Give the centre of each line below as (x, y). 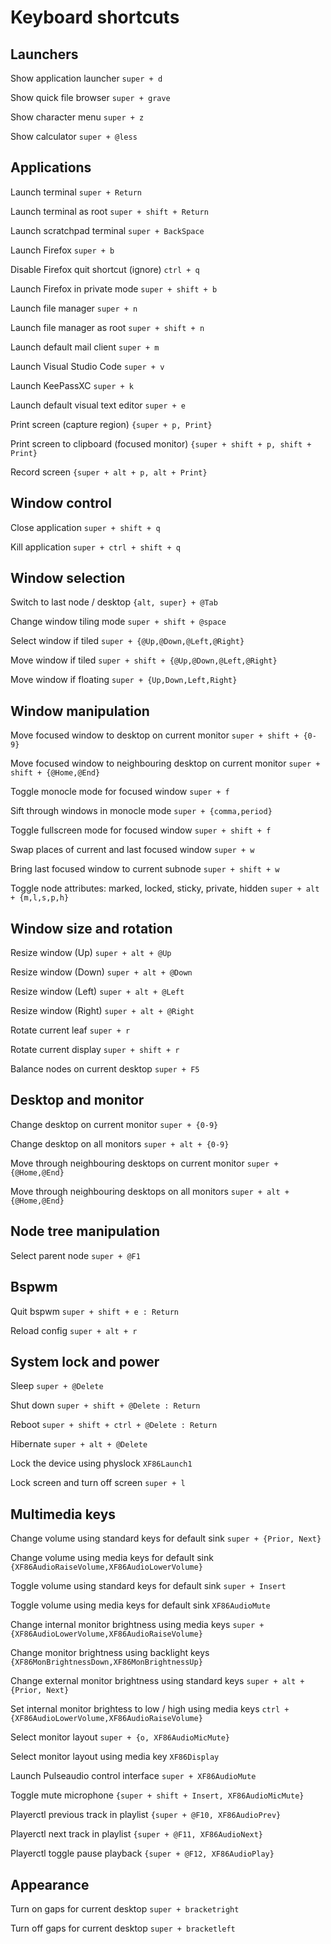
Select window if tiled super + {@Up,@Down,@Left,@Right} (127, 641)
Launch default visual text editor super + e (98, 405)
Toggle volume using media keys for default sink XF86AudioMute (140, 1605)
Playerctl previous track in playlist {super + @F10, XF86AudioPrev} (146, 1815)
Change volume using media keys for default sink (112, 1558)
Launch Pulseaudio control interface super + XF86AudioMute (133, 1776)
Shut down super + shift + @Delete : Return (105, 1405)
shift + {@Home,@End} (55, 773)
